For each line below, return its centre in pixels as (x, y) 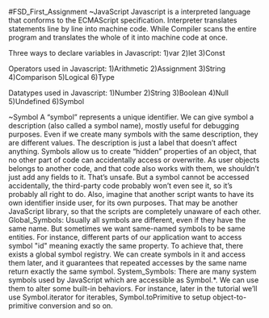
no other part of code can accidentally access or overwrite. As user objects (134, 160)
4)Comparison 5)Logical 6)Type (61, 77)
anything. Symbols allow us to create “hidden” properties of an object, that (132, 151)
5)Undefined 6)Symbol (46, 101)
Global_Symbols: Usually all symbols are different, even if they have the (127, 220)
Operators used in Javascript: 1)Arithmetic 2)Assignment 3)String (117, 69)
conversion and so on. (76, 305)
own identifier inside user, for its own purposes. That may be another (123, 203)
